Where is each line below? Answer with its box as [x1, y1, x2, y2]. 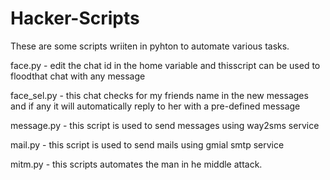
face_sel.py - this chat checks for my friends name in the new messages [10, 89, 309, 101]
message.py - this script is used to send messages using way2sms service [10, 119, 320, 131]
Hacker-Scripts [10, 7, 140, 30]
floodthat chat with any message [10, 70, 146, 82]
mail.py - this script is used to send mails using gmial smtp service [10, 138, 285, 151]
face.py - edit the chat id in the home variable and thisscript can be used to [10, 59, 321, 71]
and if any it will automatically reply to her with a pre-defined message [10, 100, 301, 112]
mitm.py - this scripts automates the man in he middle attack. [10, 158, 263, 170]
